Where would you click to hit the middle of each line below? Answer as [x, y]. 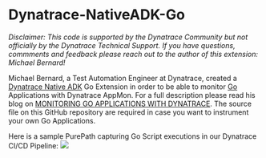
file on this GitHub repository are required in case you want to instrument [129, 112]
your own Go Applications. [52, 120]
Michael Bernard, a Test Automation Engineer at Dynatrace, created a [123, 78]
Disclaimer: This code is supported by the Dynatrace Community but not [128, 37]
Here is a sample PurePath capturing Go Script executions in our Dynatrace [133, 136]
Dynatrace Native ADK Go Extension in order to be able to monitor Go [123, 87]
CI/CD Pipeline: [33, 145]
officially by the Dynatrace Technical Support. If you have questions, [122, 45]
